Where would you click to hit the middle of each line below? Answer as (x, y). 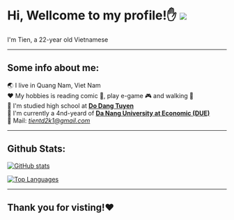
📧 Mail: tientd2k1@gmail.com (49, 120)
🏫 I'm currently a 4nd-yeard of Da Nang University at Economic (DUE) (109, 113)
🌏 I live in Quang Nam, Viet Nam (54, 85)
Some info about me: (53, 68)
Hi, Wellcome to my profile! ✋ (92, 16)
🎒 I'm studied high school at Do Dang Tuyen (71, 105)
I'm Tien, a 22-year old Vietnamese (58, 39)
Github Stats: (37, 149)
